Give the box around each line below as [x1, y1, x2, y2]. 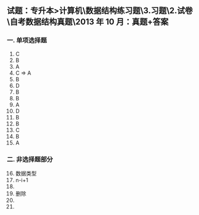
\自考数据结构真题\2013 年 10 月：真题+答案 [7, 17, 169, 27]
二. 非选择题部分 [7, 155, 53, 163]
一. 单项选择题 [7, 36, 47, 45]
